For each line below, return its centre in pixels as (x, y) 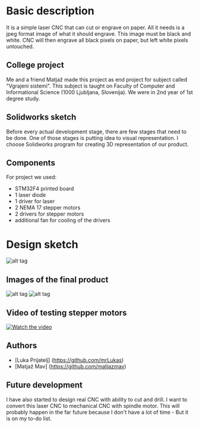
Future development (45, 385)
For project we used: (31, 177)
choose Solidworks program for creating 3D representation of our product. (97, 144)
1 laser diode (30, 195)
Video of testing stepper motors (67, 313)
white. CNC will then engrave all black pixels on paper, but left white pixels (97, 40)
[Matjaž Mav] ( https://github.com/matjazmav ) (70, 366)
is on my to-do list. (29, 418)
